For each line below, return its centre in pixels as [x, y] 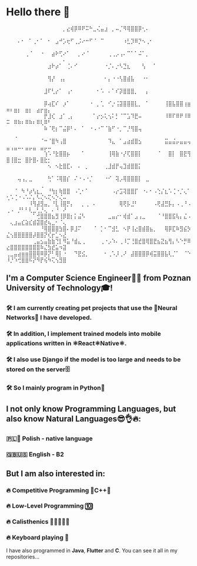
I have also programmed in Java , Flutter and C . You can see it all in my [92, 550]
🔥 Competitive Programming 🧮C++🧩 [59, 490]
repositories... [23, 557]
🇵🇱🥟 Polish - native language [49, 439]
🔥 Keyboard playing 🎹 [38, 538]
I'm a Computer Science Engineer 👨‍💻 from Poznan [98, 278]
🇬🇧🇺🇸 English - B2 [35, 454]
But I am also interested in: [56, 473]
